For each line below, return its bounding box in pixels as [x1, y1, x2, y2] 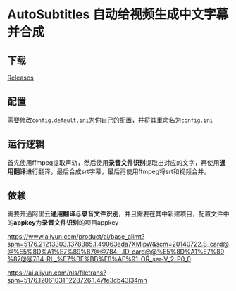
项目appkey [85, 218, 119, 227]
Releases [7, 73, 34, 82]
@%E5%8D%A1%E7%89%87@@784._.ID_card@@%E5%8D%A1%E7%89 [7, 247, 225, 256]
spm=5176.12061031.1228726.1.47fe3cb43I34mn [7, 276, 148, 285]
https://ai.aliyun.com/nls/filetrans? [7, 268, 107, 277]
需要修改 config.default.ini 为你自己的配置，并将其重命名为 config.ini [7, 116, 213, 124]
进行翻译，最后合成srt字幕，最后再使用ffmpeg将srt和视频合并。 [25, 167, 211, 175]
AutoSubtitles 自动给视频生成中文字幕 [7, 6, 229, 23]
